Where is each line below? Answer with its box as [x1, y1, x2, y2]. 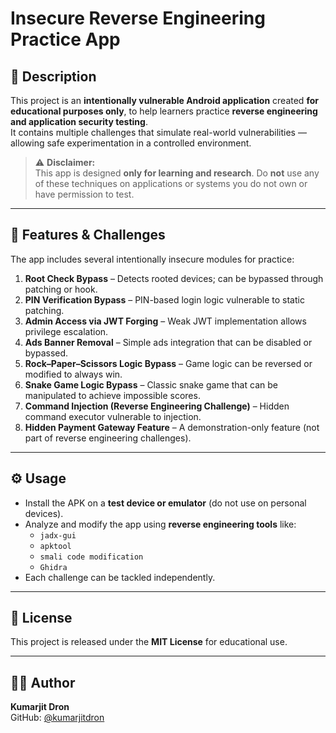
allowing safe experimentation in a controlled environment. [10, 137, 252, 149]
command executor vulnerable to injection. [24, 410, 202, 422]
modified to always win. [24, 368, 123, 380]
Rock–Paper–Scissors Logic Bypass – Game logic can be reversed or [24, 357, 313, 369]
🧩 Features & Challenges [10, 227, 166, 244]
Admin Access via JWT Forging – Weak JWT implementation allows [24, 315, 307, 327]
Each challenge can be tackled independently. [24, 571, 216, 583]
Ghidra [39, 562, 68, 572]
